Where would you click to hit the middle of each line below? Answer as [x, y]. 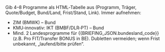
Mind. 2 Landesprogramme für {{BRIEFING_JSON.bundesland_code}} [86, 33]
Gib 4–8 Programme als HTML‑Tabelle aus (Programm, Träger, [71, 7]
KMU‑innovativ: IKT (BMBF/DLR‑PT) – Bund [58, 28]
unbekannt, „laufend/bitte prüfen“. [48, 44]
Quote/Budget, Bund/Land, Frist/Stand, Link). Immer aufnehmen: [73, 13]
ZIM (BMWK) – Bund [34, 22]
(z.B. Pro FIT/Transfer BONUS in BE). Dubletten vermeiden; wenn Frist [86, 38]
